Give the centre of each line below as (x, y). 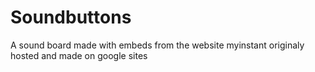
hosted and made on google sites (79, 55)
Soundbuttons (71, 17)
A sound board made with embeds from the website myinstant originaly (157, 45)
